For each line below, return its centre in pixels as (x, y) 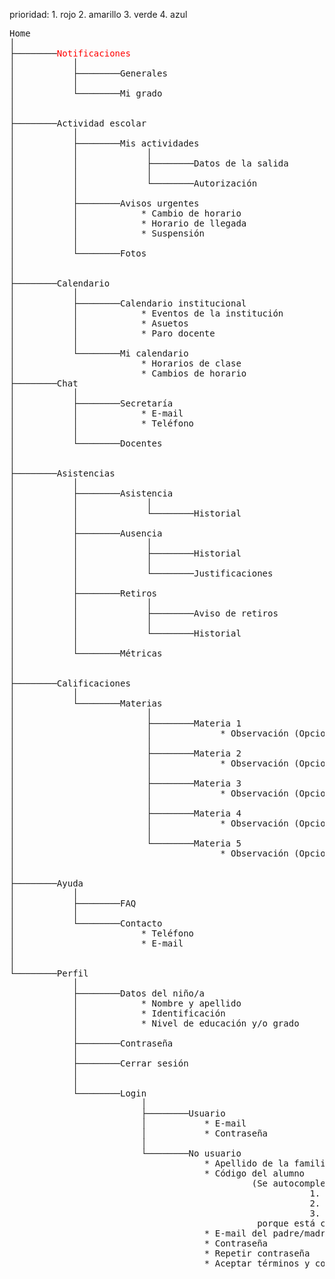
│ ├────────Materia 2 (125, 753)
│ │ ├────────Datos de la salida (149, 163)
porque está (286, 1223)
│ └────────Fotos (78, 253)
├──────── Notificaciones (70, 53)
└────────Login (109, 1093)
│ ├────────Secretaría (91, 403)
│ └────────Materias (86, 703)
